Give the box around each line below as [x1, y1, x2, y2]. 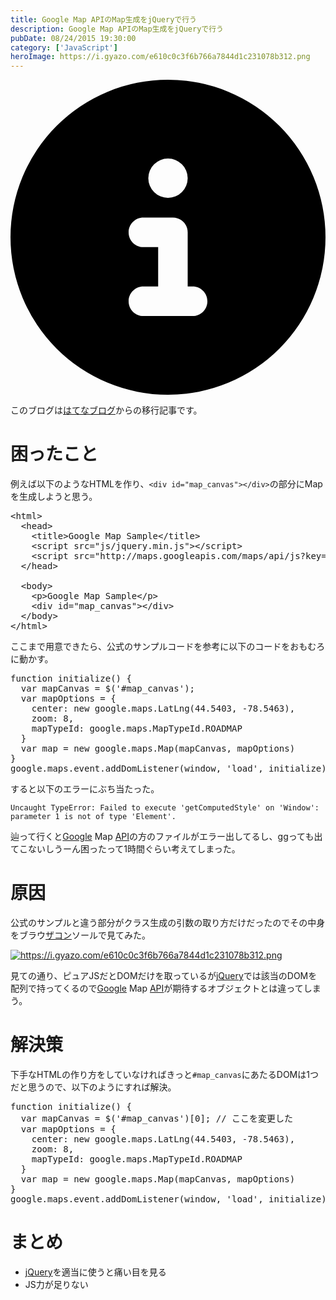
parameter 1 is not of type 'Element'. [10, 812, 177, 822]
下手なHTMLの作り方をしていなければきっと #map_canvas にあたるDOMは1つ [10, 1068, 319, 1080]
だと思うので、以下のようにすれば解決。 [10, 1081, 177, 1093]
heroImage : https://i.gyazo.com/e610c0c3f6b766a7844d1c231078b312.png [10, 52, 311, 62]
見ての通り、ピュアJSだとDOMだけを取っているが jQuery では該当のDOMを [10, 970, 318, 981]
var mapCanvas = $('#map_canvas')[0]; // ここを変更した [20, 1112, 294, 1124]
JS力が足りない [24, 1278, 89, 1290]
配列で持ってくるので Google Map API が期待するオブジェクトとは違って [10, 982, 304, 994]
